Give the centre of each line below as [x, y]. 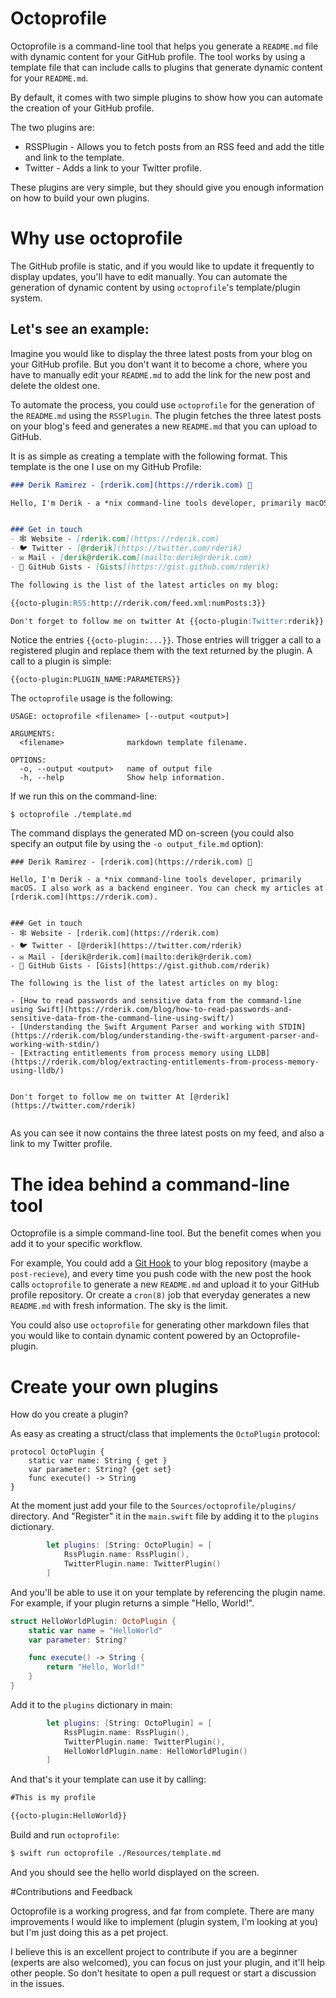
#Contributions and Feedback [71, 1891]
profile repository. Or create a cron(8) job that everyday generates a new [161, 1295]
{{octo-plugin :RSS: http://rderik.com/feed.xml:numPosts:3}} [138, 603]
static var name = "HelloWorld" [95, 1630]
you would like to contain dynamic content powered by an [129, 1336]
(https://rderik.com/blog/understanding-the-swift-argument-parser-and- [165, 1036]
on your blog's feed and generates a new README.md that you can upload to [164, 426]
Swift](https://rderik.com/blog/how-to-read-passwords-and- [164, 1010]
